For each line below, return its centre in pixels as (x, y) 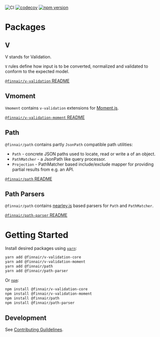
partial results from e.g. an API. (43, 169)
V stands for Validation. (28, 57)
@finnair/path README (29, 179)
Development (26, 318)
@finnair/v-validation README (37, 81)
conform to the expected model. (37, 71)
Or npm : (12, 280)
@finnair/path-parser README (36, 215)
